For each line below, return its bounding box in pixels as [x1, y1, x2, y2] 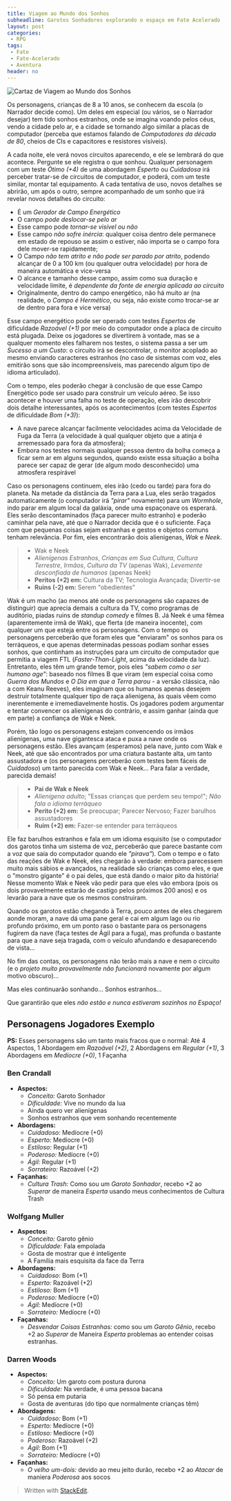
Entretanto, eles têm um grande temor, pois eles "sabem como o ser [7, 662, 201, 671]
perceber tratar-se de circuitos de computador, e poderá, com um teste [7, 172, 210, 180]
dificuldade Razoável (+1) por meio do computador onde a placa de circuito [7, 324, 222, 332]
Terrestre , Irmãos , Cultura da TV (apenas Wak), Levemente [34, 561, 203, 569]
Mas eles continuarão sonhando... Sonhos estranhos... [7, 985, 162, 993]
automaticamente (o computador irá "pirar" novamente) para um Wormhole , [7, 496, 223, 504]
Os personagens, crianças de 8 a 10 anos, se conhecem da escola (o [7, 100, 203, 108]
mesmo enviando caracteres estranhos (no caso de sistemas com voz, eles [7, 353, 222, 361]
